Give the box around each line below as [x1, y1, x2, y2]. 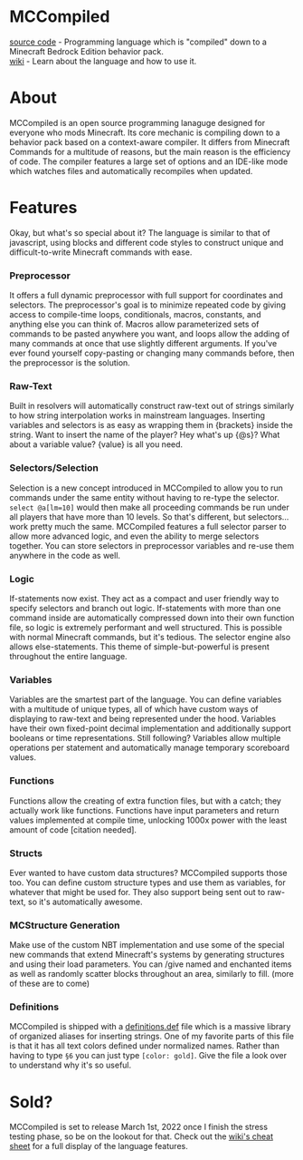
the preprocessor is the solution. [9, 357, 131, 368]
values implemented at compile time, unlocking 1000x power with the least [9, 814, 288, 825]
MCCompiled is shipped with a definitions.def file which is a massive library [9, 1021, 291, 1032]
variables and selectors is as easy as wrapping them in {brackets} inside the [9, 420, 294, 431]
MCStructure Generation [9, 919, 120, 931]
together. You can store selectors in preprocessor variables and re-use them [9, 540, 295, 551]
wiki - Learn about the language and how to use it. [9, 55, 197, 66]
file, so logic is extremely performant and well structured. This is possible [9, 622, 283, 632]
